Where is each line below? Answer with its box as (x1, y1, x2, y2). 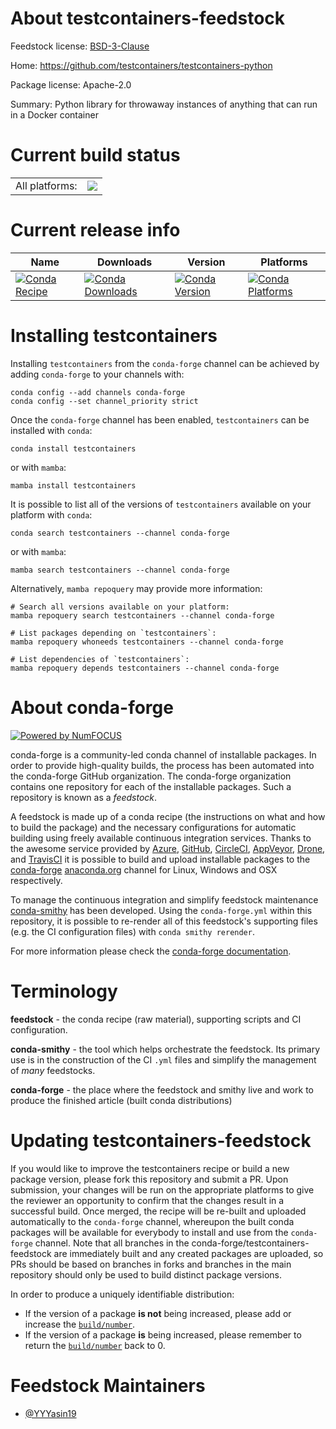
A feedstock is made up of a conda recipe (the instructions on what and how (10, 810, 326, 822)
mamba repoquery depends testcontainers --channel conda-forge (10, 663, 280, 673)
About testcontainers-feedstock (10, 7, 286, 30)
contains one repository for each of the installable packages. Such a (10, 780, 292, 792)
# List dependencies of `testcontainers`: (10, 654, 190, 664)
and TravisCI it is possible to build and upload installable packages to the (10, 853, 311, 865)
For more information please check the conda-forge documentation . (10, 945, 292, 957)
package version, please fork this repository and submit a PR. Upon (10, 1173, 289, 1185)
